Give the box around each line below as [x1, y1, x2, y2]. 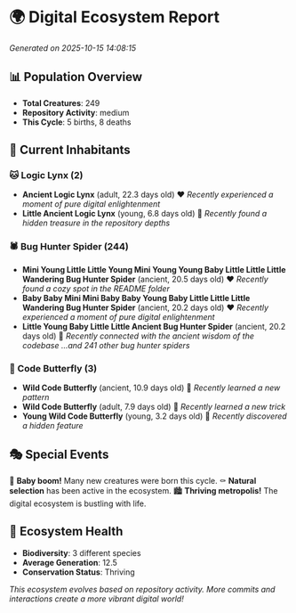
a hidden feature [21, 421, 84, 431]
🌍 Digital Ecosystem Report [9, 7, 220, 28]
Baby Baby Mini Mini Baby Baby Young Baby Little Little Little [21, 292, 251, 303]
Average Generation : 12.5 [21, 557, 118, 568]
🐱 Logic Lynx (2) [9, 169, 84, 182]
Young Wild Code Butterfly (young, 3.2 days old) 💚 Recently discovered [21, 411, 287, 421]
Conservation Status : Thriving [21, 567, 135, 577]
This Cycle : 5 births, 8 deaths [21, 117, 132, 127]
